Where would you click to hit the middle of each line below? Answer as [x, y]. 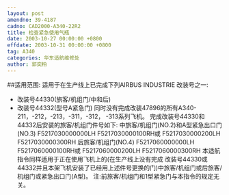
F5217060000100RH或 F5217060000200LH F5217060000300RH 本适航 [119, 151]
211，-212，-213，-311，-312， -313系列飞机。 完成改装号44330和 [111, 116]
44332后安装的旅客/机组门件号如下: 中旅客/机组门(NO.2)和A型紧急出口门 [119, 125]
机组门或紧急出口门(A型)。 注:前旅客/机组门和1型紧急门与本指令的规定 [115, 176]
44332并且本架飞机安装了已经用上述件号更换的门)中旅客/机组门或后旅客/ [119, 168]
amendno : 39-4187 [32, 20]
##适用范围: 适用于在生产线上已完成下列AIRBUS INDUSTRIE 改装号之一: [108, 84]
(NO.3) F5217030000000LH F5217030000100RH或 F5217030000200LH [119, 133]
